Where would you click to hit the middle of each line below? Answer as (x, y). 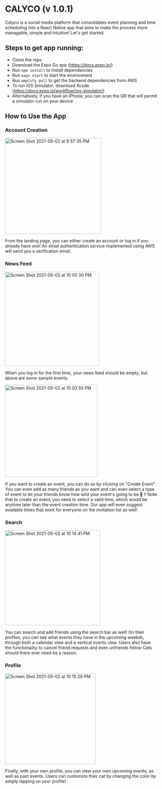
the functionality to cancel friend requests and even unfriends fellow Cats (78, 648)
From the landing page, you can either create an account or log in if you (77, 241)
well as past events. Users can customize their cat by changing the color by (81, 776)
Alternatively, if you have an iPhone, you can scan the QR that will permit (85, 96)
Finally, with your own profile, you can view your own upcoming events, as (79, 771)
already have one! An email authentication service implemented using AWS (80, 246)
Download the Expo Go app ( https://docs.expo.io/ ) (62, 65)
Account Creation (26, 130)
